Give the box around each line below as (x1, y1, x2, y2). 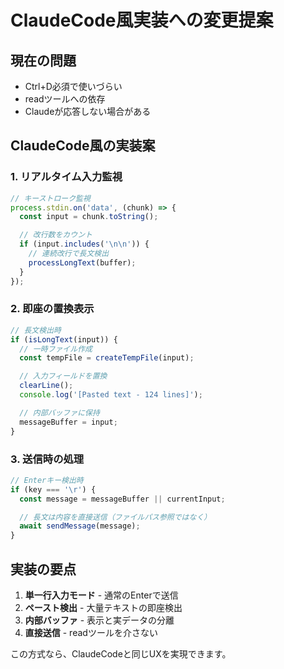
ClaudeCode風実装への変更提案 (10, 9, 274, 32)
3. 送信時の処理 (10, 452, 85, 466)
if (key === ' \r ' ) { (10, 484, 97, 495)
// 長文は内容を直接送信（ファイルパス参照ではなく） (19, 512, 212, 522)
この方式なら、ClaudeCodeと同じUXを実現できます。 (10, 647, 232, 660)
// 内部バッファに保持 (19, 407, 100, 418)
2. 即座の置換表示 (10, 302, 95, 316)
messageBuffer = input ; (19, 417, 118, 427)
